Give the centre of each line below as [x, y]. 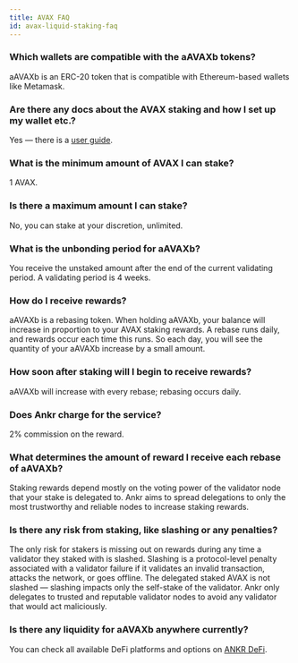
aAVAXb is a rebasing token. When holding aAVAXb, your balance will [137, 320]
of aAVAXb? [36, 468]
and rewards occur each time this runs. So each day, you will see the [136, 339]
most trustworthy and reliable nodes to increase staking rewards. [129, 507]
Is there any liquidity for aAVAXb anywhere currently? [129, 630]
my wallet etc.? [43, 120]
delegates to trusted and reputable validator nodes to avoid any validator [143, 597]
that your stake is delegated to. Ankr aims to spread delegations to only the [148, 497]
